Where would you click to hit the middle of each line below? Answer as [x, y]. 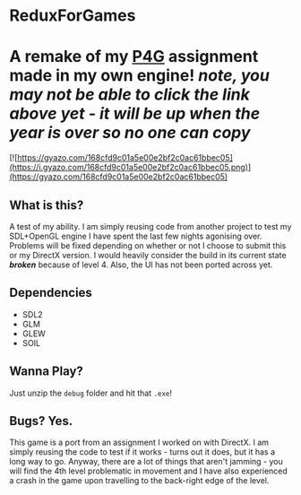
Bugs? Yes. [41, 421]
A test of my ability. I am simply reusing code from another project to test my [150, 226]
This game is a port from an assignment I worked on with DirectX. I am [139, 443]
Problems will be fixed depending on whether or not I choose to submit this [148, 245]
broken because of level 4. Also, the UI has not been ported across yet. [141, 265]
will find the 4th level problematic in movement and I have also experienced [149, 471]
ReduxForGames [73, 16]
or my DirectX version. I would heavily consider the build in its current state [148, 255]
